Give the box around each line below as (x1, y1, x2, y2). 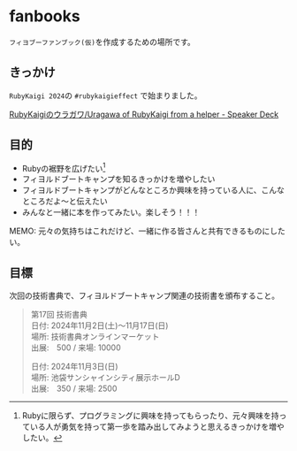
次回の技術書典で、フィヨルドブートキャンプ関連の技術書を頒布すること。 (9, 290, 280, 302)
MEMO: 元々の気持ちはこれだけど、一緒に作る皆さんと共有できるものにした (9, 225, 286, 236)
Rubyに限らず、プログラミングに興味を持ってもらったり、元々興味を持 (21, 410, 280, 421)
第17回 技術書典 (30, 310, 88, 320)
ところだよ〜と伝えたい (21, 196, 108, 207)
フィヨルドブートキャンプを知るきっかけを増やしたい (21, 174, 216, 185)
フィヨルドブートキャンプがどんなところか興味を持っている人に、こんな (21, 185, 285, 195)
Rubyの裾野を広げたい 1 (21, 161, 106, 173)
